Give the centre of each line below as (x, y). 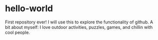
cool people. (18, 32)
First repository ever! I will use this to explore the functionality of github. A (79, 22)
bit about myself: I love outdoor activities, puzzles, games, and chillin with (79, 27)
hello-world (29, 9)
